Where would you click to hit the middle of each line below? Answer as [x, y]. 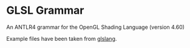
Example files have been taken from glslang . [62, 38]
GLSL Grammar [45, 10]
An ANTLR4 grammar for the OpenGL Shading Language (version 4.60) [96, 27]
